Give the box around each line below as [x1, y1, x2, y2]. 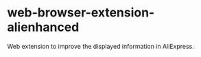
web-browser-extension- [7, 5, 155, 21]
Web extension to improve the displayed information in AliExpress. [7, 42, 194, 50]
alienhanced [7, 19, 80, 35]
